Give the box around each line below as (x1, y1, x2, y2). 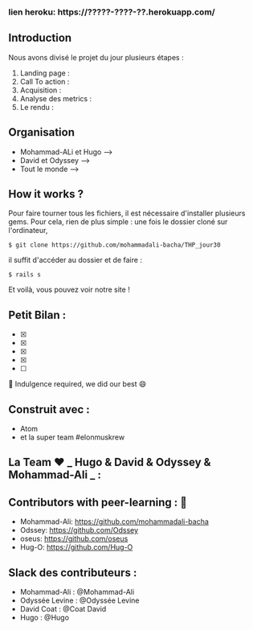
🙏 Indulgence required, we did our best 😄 (8, 379, 147, 389)
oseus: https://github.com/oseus (19, 534, 129, 544)
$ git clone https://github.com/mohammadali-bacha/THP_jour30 (8, 241, 221, 249)
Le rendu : (19, 102, 55, 112)
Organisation (8, 125, 75, 139)
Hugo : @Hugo (19, 613, 70, 622)
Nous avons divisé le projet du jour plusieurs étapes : (8, 52, 184, 62)
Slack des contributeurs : (8, 566, 137, 579)
